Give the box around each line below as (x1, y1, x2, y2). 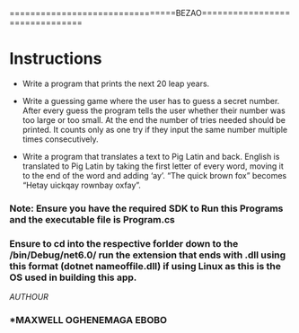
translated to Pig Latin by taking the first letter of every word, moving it (22, 161, 285, 171)
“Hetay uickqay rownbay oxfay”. (22, 180, 142, 190)
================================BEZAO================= (9, 8, 291, 18)
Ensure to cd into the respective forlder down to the (9, 237, 239, 250)
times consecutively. (22, 134, 99, 145)
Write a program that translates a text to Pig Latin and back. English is (22, 151, 280, 162)
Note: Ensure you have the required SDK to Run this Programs (9, 202, 284, 215)
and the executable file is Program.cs (9, 213, 175, 225)
